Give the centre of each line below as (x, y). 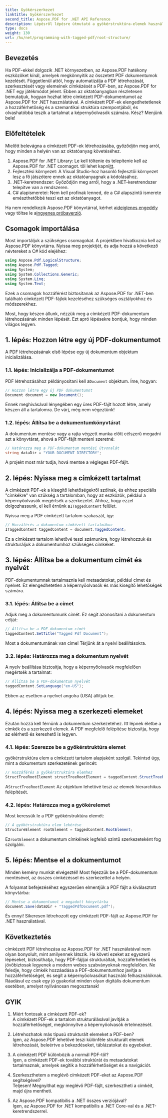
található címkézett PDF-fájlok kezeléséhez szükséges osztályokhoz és (78, 299)
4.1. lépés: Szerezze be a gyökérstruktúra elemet (65, 747)
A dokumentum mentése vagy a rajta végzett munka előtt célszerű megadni (83, 434)
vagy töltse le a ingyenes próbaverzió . (44, 213)
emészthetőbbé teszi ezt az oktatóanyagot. (57, 198)
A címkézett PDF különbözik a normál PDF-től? (60, 1055)
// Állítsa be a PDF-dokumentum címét (45, 629)
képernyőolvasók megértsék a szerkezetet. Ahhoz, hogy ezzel (69, 501)
